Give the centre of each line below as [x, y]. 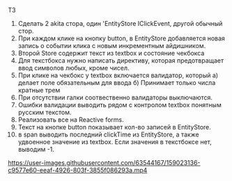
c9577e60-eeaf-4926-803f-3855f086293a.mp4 [78, 170]
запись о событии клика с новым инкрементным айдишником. [112, 46]
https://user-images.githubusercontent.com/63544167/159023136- [104, 163]
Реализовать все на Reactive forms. [71, 120]
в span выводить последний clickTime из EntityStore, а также [108, 134]
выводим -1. [36, 149]
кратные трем [39, 90]
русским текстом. [45, 112]
